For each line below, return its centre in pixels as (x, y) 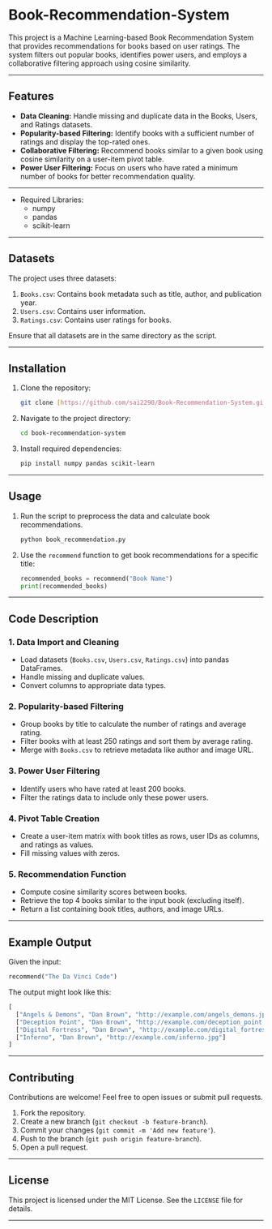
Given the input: (35, 962)
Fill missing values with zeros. (70, 853)
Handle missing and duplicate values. (83, 677)
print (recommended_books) (64, 586)
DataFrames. (41, 668)
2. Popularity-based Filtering (66, 707)
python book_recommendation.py (73, 539)
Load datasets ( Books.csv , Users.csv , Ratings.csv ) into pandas (124, 660)
